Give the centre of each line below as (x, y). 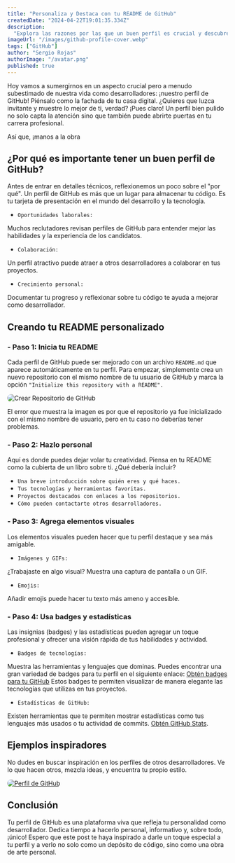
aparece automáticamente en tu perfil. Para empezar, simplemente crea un (115, 370)
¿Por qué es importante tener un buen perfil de (111, 159)
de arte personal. (32, 852)
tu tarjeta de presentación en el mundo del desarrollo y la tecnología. (107, 201)
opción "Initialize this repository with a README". (85, 385)
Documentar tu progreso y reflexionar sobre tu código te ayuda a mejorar (113, 298)
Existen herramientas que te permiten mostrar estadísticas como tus (106, 716)
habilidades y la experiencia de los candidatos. (74, 236)
